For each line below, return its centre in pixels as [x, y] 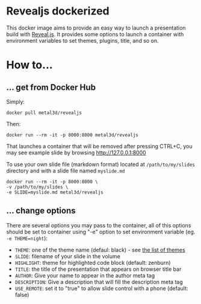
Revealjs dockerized [58, 11]
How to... [29, 65]
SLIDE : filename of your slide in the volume [67, 256]
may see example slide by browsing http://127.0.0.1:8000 [76, 153]
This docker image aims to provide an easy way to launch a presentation [96, 28]
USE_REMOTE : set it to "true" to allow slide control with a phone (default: [101, 288]
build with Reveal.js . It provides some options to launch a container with [95, 34]
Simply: [16, 101]
